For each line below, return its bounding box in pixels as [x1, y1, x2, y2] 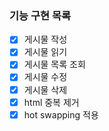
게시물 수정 [23, 71, 68, 83]
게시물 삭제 [23, 83, 68, 96]
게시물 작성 [23, 33, 68, 46]
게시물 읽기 [23, 46, 68, 58]
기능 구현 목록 [9, 8, 72, 22]
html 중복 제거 [23, 96, 80, 108]
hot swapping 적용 [23, 108, 99, 121]
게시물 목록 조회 [23, 58, 86, 71]
